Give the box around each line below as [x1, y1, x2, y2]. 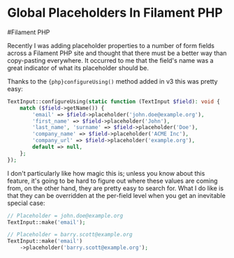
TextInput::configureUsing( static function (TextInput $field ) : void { [7, 98, 220, 105]
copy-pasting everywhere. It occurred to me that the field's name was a [7, 56, 214, 64]
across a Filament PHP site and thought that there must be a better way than [7, 49, 227, 57]
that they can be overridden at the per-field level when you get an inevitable [7, 191, 226, 199]
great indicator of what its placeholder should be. [7, 63, 149, 72]
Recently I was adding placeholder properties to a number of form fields [7, 41, 215, 50]
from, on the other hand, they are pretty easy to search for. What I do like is [7, 183, 224, 192]
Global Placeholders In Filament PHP [7, 5, 224, 21]
